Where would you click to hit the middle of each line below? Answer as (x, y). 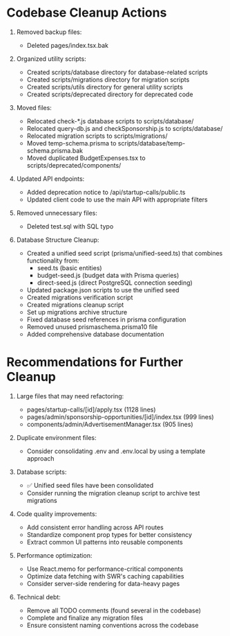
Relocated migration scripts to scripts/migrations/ (97, 136)
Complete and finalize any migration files (85, 617)
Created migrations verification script (80, 297)
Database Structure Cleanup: (58, 240)
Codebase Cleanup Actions (87, 13)
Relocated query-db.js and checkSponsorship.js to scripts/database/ (125, 128)
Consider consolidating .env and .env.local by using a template (116, 451)
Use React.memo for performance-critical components (105, 569)
